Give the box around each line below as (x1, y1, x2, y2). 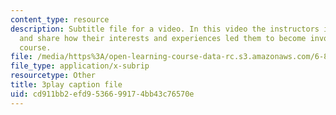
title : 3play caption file (10, 80, 123, 90)
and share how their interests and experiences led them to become (19, 33, 307, 43)
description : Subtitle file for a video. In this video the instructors (10, 24, 320, 34)
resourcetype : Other (10, 71, 97, 81)
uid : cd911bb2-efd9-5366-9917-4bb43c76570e (10, 89, 195, 99)
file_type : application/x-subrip (10, 61, 150, 71)
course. (19, 42, 52, 53)
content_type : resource (10, 14, 110, 25)
